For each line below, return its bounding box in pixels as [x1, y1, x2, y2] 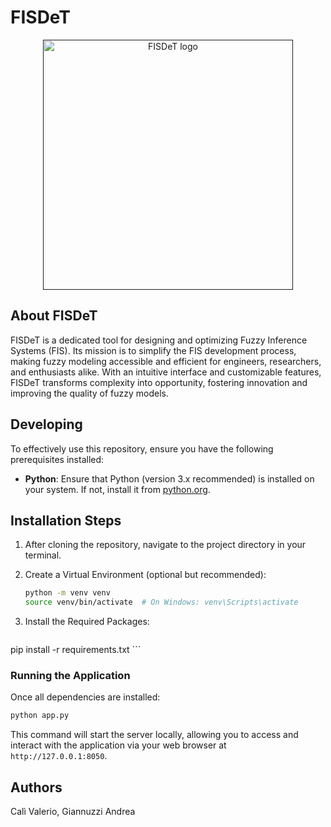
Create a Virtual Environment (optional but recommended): [24, 569, 267, 581]
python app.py [10, 711, 70, 721]
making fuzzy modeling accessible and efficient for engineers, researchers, [10, 355, 322, 367]
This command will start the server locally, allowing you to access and [10, 729, 299, 741]
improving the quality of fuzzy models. [10, 387, 169, 399]
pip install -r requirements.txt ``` [10, 644, 142, 656]
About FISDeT [10, 307, 98, 325]
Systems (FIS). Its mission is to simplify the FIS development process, [10, 344, 297, 356]
